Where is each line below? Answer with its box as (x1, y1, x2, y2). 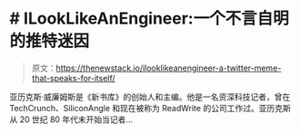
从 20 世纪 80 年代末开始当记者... (9, 114, 134, 125)
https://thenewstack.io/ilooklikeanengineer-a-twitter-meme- (55, 62, 282, 73)
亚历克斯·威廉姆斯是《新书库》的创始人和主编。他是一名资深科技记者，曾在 (9, 91, 291, 102)
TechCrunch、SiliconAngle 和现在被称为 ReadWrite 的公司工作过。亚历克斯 (9, 102, 291, 113)
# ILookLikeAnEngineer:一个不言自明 (9, 8, 289, 29)
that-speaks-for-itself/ (31, 72, 115, 83)
